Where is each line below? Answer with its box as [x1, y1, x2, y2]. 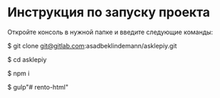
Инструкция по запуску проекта [7, 4, 211, 21]
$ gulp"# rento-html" [7, 82, 69, 91]
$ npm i [7, 69, 30, 77]
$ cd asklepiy [7, 55, 47, 64]
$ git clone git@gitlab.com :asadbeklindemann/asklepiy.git [7, 41, 177, 50]
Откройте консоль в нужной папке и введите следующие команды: [7, 28, 214, 36]
